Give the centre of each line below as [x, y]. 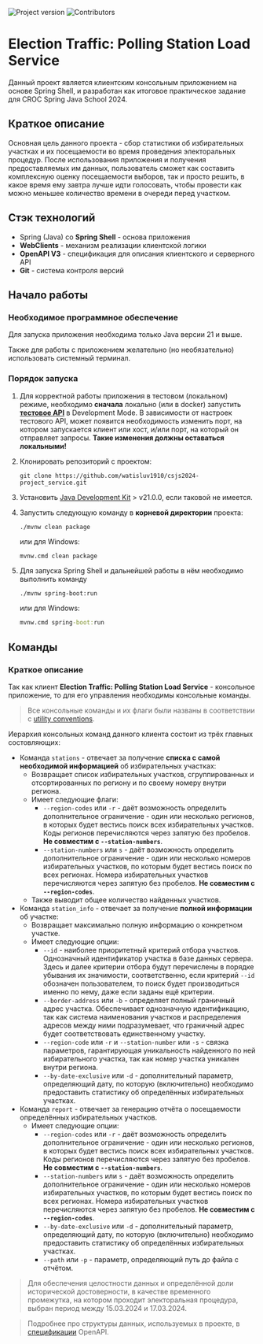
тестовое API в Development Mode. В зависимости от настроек [126, 413]
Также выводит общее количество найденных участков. [126, 900]
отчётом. [58, 1268]
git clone [36, 476]
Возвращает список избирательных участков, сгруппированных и [142, 774]
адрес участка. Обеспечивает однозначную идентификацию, [146, 1009]
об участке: [39, 916]
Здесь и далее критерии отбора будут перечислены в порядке [148, 966]
